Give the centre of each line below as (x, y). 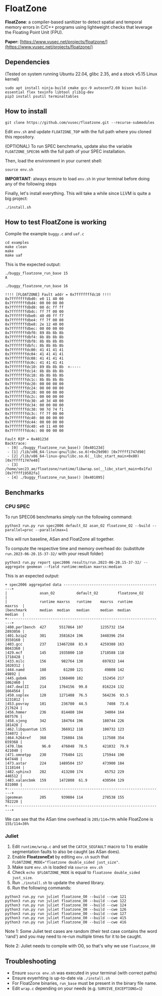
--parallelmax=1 (52, 530)
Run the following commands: (42, 888)
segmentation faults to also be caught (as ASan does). (66, 852)
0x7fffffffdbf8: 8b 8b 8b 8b (34, 341)
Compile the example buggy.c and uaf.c (45, 234)
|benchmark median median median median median (68, 611)
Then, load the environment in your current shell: (54, 160)
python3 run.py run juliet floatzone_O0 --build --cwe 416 (66, 922)
